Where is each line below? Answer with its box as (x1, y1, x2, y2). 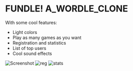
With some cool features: (5, 19, 57, 25)
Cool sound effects (12, 50, 52, 56)
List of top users (12, 45, 47, 51)
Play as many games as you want (12, 34, 82, 40)
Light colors (12, 29, 38, 35)
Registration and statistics (12, 39, 66, 45)
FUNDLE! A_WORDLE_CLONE (5, 3, 128, 14)
